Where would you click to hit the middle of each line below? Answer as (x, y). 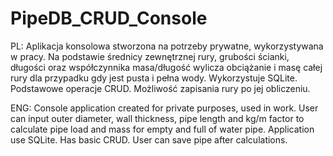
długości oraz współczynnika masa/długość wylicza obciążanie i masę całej (166, 67)
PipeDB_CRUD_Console (109, 18)
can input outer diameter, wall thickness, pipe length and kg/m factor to (157, 118)
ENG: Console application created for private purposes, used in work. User (164, 108)
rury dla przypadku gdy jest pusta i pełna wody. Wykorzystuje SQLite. (154, 78)
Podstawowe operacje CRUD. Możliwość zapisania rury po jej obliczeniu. (160, 88)
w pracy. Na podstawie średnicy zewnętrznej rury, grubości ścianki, (150, 56)
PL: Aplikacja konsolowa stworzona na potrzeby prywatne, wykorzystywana (167, 46)
